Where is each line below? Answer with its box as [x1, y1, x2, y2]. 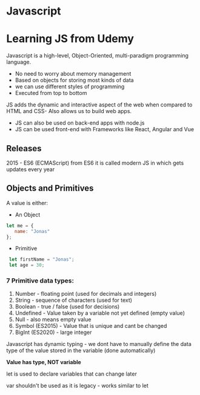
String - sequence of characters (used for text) [15, 296, 132, 304]
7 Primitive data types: [6, 276, 75, 285]
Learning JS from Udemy [6, 32, 135, 46]
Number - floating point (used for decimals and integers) [15, 290, 157, 298]
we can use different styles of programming [15, 83, 125, 90]
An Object [15, 211, 41, 218]
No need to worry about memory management [15, 70, 132, 77]
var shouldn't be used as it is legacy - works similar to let [6, 382, 148, 390]
